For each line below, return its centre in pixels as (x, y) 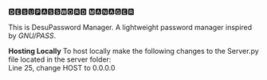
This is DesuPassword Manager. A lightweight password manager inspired (130, 27)
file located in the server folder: (60, 59)
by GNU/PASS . (32, 36)
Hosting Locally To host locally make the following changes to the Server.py (133, 51)
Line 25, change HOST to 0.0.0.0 (62, 68)
